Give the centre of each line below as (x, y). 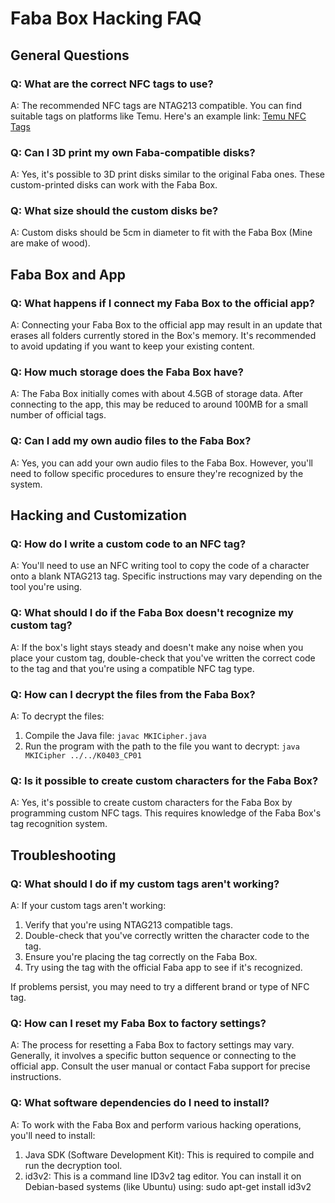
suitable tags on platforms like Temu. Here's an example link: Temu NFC (158, 116)
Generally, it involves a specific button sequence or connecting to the (153, 1056)
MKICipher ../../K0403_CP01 (83, 756)
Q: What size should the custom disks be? (114, 211)
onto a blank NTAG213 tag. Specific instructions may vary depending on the (166, 576)
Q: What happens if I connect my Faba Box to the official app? (162, 303)
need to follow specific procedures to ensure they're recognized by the (157, 473)
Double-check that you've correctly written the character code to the (167, 936)
